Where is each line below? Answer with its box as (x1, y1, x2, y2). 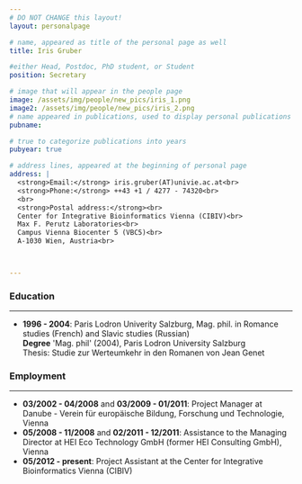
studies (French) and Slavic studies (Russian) (22, 328, 191, 339)
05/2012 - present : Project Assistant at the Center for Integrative (22, 456, 263, 467)
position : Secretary (9, 71, 87, 80)
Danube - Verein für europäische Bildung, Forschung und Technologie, (22, 408, 285, 419)
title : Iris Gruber (9, 46, 83, 55)
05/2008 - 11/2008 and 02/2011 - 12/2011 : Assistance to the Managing (22, 427, 288, 438)
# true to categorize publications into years (9, 137, 187, 146)
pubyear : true (9, 145, 63, 154)
